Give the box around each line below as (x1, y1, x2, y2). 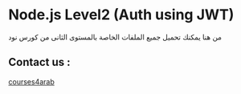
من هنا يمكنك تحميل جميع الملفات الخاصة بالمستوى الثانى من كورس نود (8, 32, 223, 42)
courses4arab (8, 76, 55, 86)
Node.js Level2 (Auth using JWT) (8, 6, 235, 24)
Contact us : (8, 55, 71, 69)
